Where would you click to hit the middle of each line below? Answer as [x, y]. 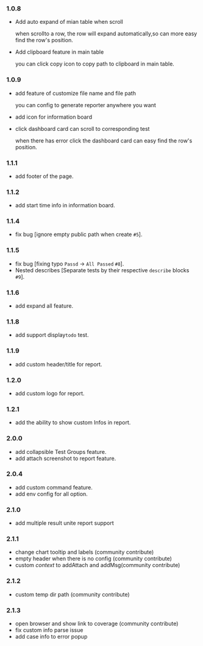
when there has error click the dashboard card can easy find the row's [104, 140]
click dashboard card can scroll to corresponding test [82, 128]
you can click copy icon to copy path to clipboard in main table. [95, 64]
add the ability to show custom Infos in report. [73, 423]
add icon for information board [54, 117]
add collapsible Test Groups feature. [61, 451]
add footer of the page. [44, 176]
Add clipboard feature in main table [59, 52]
